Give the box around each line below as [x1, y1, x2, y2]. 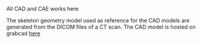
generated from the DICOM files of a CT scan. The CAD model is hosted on [6, 24, 196, 30]
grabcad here [6, 30, 41, 37]
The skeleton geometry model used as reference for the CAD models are [6, 17, 190, 24]
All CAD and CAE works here [6, 5, 79, 12]
